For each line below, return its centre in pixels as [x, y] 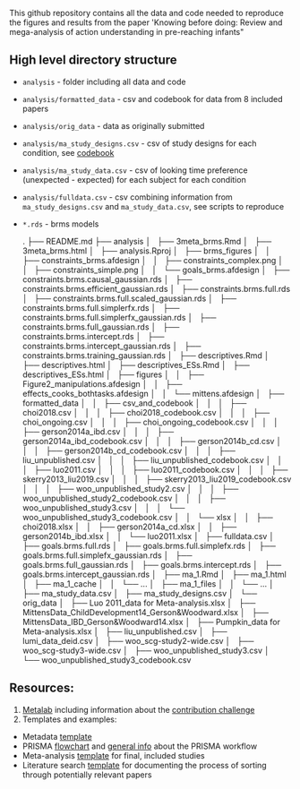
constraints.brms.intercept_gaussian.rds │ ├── [111, 346]
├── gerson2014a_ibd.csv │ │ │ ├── [98, 431]
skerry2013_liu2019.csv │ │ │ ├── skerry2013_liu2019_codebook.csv [157, 479]
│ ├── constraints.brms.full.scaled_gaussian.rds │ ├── [129, 298]
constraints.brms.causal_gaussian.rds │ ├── [107, 279]
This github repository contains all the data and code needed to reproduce [146, 13]
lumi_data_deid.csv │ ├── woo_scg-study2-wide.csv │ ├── [138, 640]
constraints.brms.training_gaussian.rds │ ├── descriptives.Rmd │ [146, 355]
